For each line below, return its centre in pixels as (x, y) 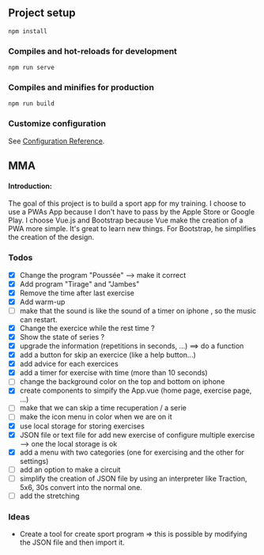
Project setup (42, 13)
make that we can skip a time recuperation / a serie (103, 408)
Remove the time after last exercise (77, 293)
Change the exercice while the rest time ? (87, 328)
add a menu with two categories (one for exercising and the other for (132, 452)
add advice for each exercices (69, 364)
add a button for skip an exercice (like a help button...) (107, 355)
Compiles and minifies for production (81, 88)
